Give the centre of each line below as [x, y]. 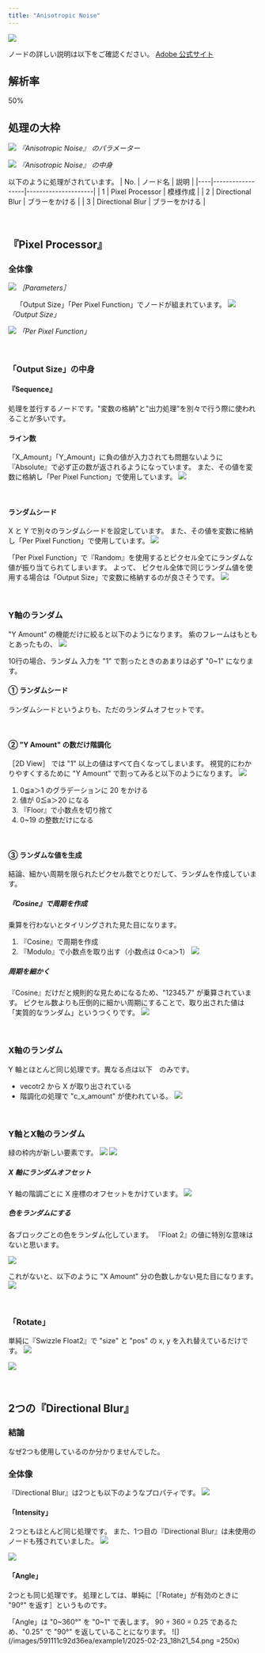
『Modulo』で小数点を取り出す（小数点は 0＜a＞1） [104, 952]
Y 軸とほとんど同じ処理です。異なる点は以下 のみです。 [101, 1069]
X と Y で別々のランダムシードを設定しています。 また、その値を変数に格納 [131, 531]
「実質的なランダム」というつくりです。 [74, 1013]
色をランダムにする [40, 1213]
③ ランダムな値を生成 [45, 855]
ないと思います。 [36, 1244]
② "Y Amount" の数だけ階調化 [60, 745]
